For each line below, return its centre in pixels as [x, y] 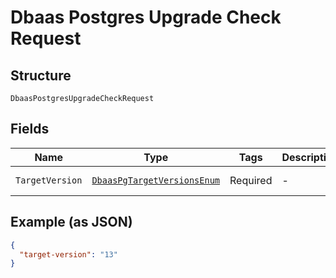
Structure [41, 75]
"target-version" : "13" [68, 254]
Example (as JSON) [71, 222]
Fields [30, 129]
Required [251, 180]
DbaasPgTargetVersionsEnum [156, 180]
